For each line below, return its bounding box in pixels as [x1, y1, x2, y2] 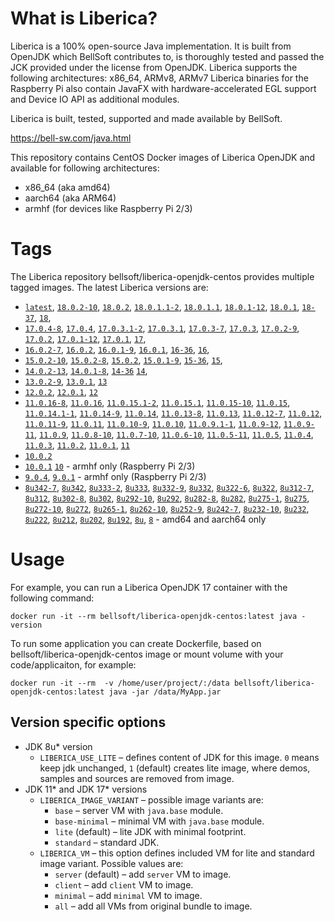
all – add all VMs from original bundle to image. [54, 900, 253, 912]
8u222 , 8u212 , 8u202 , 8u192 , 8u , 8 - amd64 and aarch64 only [24, 513, 267, 525]
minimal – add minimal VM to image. [54, 889, 203, 901]
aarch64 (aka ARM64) [24, 192, 117, 204]
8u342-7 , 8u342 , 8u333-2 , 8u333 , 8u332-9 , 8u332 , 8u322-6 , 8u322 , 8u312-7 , [24, 481, 315, 493]
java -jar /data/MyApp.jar [108, 687, 222, 697]
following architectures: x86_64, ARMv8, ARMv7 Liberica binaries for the [10, 72, 309, 84]
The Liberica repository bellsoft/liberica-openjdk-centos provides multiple [10, 270, 315, 282]
